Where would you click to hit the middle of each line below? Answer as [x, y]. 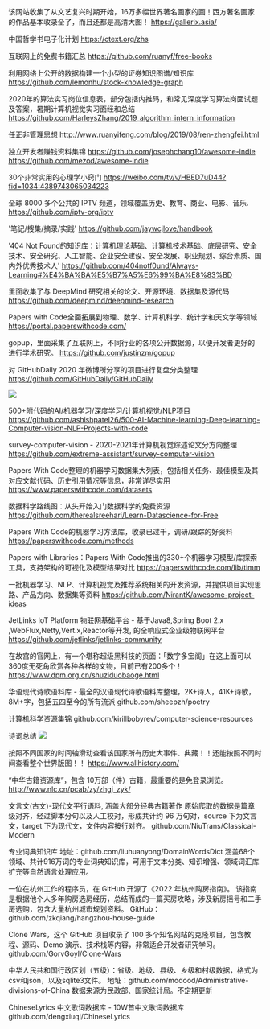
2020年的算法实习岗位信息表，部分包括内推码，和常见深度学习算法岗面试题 [133, 99]
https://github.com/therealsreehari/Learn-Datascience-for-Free [113, 515]
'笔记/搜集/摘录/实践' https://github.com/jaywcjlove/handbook [110, 228]
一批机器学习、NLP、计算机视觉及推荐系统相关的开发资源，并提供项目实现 [131, 584]
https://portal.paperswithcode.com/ [67, 326]
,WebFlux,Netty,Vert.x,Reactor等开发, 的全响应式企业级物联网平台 [117, 630]
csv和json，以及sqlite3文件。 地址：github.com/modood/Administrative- [129, 980]
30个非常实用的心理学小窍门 [55, 177]
